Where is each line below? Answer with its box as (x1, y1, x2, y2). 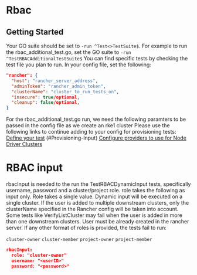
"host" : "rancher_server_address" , (11, 77, 98, 84)
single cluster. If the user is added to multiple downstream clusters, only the (6, 199, 189, 206)
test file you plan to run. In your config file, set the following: (6, 61, 151, 68)
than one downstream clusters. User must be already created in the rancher (6, 218, 189, 225)
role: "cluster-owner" (11, 252, 67, 258)
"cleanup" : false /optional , (11, 100, 80, 106)
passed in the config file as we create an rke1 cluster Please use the (6, 122, 170, 129)
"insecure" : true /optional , (11, 94, 80, 100)
